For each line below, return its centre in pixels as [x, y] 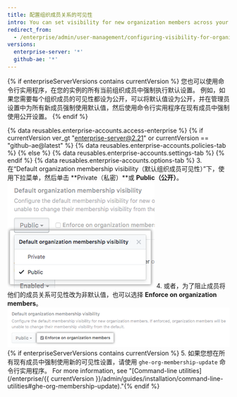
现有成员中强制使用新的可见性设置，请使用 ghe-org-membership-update [115, 362]
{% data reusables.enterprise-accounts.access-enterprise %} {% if [105, 130]
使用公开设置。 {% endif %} [48, 116]
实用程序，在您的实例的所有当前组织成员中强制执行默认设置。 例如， [119, 90]
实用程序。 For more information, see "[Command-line [98, 370]
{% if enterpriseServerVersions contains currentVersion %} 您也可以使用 [113, 81]
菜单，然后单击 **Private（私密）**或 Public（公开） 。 [104, 177]
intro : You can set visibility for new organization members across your [118, 22]
